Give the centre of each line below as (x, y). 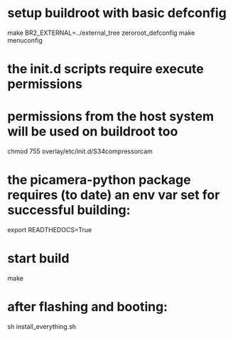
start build (38, 259)
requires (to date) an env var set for (114, 195)
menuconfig (25, 40)
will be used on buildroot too (93, 132)
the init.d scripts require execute (105, 69)
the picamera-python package (99, 180)
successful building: (69, 210)
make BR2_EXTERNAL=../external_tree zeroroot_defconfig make (101, 33)
